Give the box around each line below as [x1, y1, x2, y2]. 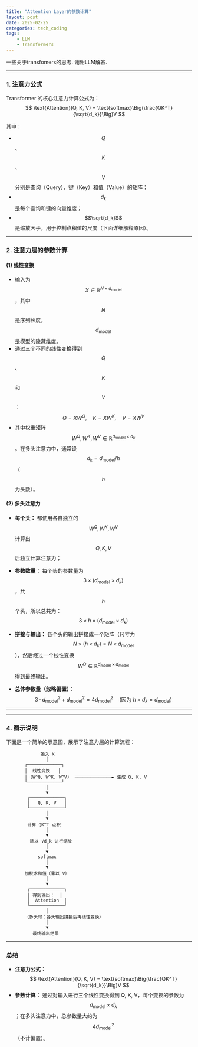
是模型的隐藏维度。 [14, 337, 62, 344]
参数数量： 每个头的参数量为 [14, 567, 84, 574]
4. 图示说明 [6, 724, 38, 732]
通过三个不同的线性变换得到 [14, 345, 82, 352]
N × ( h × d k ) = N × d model [72, 640, 134, 648]
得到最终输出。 [14, 673, 51, 680]
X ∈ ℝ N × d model [85, 286, 122, 293]
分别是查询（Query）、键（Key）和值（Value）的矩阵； [14, 184, 148, 191]
